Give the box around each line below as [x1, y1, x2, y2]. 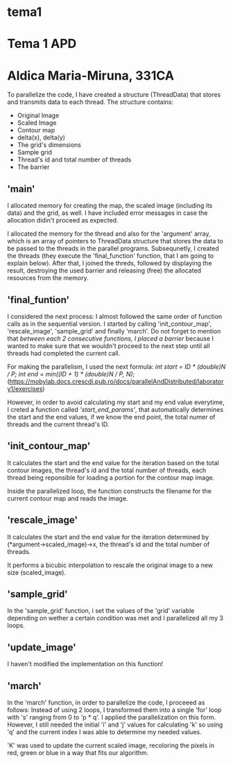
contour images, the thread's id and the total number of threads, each [7, 466, 207, 474]
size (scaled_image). [7, 568, 67, 576]
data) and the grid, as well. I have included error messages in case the [7, 209, 208, 217]
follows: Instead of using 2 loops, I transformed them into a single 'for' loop [7, 706, 222, 714]
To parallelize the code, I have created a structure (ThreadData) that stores [7, 91, 221, 99]
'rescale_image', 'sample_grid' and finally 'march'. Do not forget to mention [7, 327, 221, 335]
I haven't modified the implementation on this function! [7, 660, 164, 668]
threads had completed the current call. [7, 349, 121, 357]
